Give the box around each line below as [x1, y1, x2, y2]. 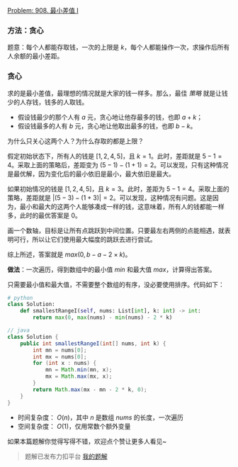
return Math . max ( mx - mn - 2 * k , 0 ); [33, 386, 147, 393]
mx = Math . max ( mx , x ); [45, 373, 113, 381]
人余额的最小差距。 [7, 52, 64, 60]
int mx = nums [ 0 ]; [33, 353, 87, 360]
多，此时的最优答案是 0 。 [7, 211, 81, 220]
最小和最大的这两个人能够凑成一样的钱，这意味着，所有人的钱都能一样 [19, 202, 225, 210]
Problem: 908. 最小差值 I [7, 6, 79, 14]
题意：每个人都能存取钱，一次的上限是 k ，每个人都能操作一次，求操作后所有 [7, 43, 230, 52]
